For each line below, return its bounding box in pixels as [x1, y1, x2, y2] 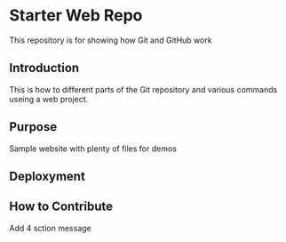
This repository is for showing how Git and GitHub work [9, 35, 212, 45]
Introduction [9, 60, 80, 76]
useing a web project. [9, 93, 89, 104]
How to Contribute [9, 199, 114, 214]
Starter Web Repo [9, 5, 143, 26]
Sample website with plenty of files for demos [9, 143, 178, 154]
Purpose [9, 119, 58, 134]
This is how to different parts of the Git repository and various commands [9, 84, 278, 94]
